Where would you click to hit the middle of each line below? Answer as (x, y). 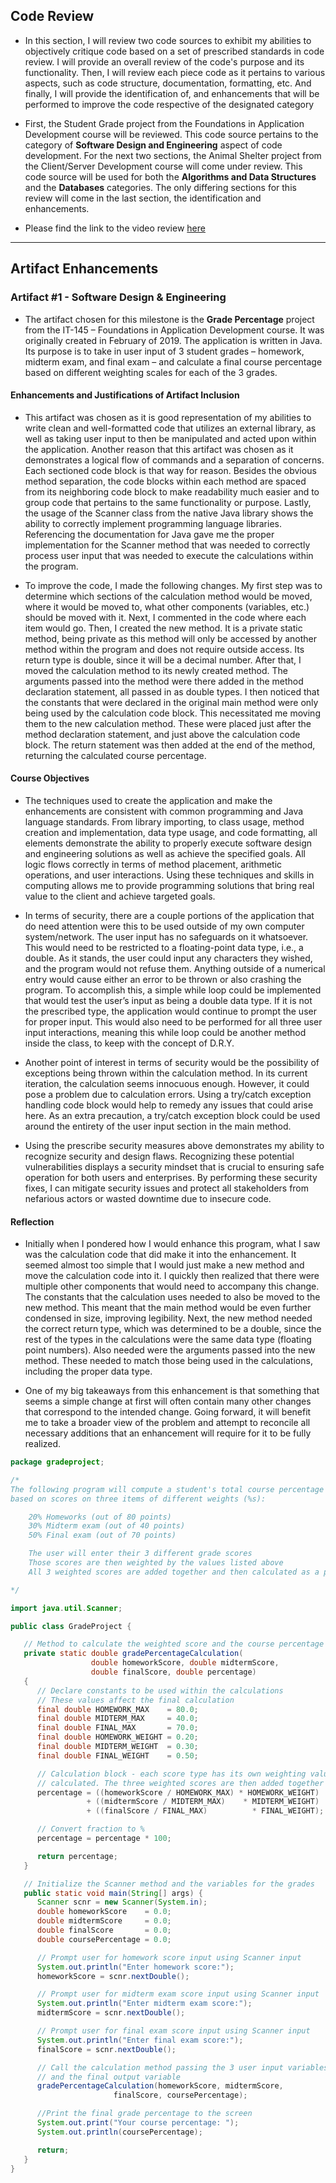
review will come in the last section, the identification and (143, 198)
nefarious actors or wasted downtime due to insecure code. (148, 1198)
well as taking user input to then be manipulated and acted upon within (170, 438)
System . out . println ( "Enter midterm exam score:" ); (144, 2004)
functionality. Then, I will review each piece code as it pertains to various (175, 72)
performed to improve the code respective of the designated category (169, 104)
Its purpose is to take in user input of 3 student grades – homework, (164, 351)
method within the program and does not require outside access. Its (164, 649)
